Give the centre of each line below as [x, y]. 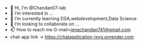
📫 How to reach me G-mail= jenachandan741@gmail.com [70, 30]
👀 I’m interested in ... [32, 13]
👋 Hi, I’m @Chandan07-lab [38, 8]
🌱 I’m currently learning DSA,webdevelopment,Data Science [73, 18]
